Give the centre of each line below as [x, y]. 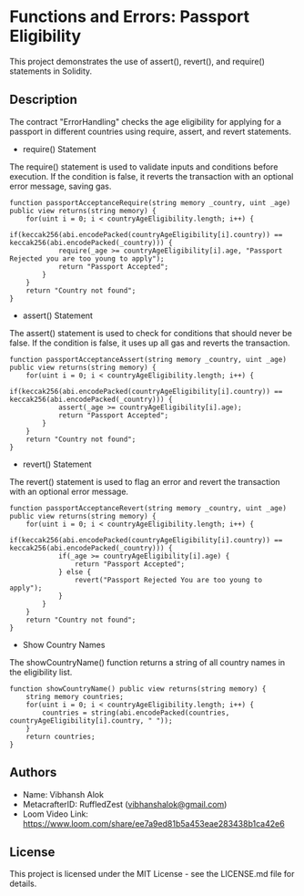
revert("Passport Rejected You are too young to [168, 580]
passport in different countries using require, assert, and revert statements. [150, 131]
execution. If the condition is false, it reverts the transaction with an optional [152, 176]
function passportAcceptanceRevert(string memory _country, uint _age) [148, 508]
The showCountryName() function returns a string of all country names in [147, 662]
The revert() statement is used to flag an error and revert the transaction [145, 481]
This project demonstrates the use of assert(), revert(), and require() [137, 61]
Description [43, 100]
